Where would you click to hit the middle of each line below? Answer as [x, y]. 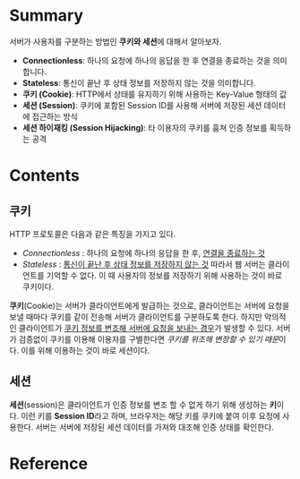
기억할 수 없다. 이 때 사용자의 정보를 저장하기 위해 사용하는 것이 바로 [164, 275]
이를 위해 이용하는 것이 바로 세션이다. [86, 350]
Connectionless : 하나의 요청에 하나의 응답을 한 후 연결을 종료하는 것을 [146, 60]
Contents [45, 176]
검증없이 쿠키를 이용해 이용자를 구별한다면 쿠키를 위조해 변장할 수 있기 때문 [149, 339]
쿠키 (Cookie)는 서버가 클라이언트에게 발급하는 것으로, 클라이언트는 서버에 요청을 [150, 305]
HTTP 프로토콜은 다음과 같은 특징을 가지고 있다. [93, 234]
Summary [46, 16]
